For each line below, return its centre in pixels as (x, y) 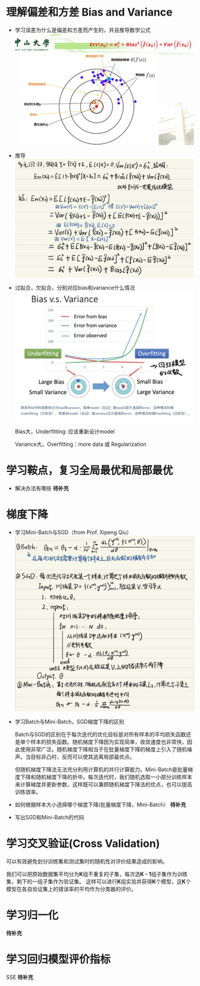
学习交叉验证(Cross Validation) (83, 844)
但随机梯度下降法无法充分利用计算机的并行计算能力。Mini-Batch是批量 (101, 769)
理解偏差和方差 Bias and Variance (89, 12)
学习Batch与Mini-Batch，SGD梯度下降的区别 (69, 721)
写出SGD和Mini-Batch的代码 (49, 817)
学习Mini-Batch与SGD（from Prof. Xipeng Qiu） (73, 532)
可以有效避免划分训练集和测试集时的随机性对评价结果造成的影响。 (87, 861)
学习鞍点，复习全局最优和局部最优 (90, 470)
